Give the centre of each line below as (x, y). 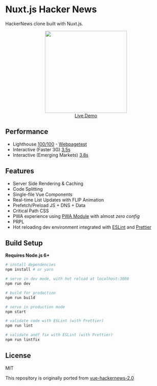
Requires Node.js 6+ (28, 255)
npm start (16, 312)
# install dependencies (31, 265)
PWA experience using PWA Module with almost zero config (76, 216)
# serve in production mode (35, 307)
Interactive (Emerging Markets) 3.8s (50, 155)
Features (20, 171)
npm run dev (18, 283)
